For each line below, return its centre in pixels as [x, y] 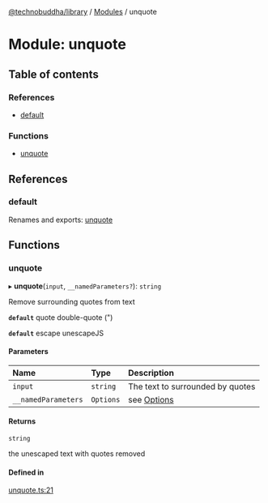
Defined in [26, 472]
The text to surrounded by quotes [192, 386]
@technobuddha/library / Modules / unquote [83, 12]
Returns [22, 421]
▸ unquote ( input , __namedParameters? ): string [85, 286]
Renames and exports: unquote [61, 220]
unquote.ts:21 [31, 490]
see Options [151, 399]
